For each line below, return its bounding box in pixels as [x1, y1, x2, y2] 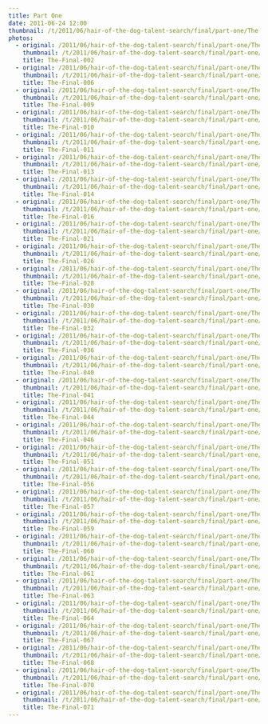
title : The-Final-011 [22, 146, 94, 154]
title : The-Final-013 [22, 168, 94, 176]
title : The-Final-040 [22, 369, 94, 377]
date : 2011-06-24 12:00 [8, 19, 88, 27]
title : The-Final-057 [22, 502, 94, 510]
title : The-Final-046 [22, 435, 94, 444]
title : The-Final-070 [22, 681, 94, 689]
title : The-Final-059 [22, 525, 94, 533]
